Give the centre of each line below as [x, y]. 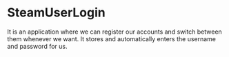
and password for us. [37, 46]
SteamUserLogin [56, 13]
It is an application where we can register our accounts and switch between [114, 32]
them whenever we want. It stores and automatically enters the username [111, 38]
